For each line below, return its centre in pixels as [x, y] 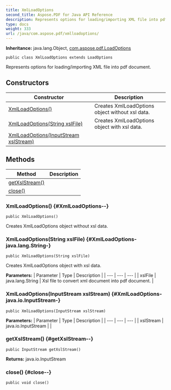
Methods [20, 160]
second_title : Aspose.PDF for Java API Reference [59, 15]
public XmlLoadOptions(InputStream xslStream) [56, 311]
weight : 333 [18, 29]
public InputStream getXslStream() [43, 349]
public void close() [28, 383]
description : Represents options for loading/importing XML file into [82, 19]
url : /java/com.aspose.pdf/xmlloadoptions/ [53, 34]
